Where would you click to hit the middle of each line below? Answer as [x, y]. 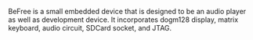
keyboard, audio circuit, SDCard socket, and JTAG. [90, 28]
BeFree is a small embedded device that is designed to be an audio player [127, 11]
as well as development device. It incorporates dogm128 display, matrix [123, 20]
